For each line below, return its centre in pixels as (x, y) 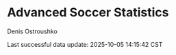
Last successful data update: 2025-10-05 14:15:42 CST (85, 44)
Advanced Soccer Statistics (88, 13)
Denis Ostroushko (33, 31)
